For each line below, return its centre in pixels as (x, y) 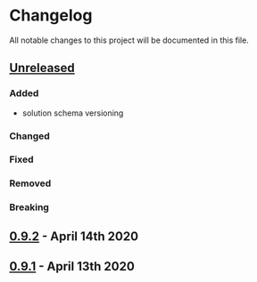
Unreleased (42, 68)
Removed (30, 183)
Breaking (29, 207)
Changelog (51, 16)
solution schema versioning (73, 113)
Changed (30, 136)
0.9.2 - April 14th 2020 (74, 236)
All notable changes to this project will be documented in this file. (129, 40)
